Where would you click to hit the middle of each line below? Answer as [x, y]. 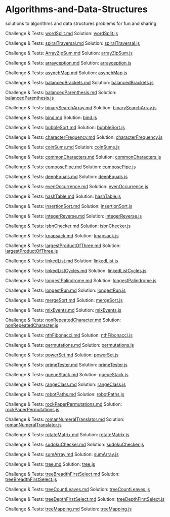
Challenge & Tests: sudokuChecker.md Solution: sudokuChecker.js [75, 444]
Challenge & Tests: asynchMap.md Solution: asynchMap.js [66, 73]
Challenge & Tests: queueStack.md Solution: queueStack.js [67, 374]
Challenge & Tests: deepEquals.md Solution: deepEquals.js [67, 176]
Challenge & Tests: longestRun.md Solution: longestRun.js [66, 290]
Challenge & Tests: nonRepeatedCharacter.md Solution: [63, 320]
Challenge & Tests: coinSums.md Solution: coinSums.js [62, 147]
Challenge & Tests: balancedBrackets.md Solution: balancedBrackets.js [79, 82]
